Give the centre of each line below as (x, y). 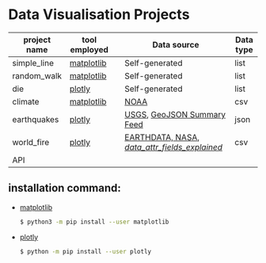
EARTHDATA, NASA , (162, 137)
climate (26, 101)
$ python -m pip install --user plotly (85, 251)
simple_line (33, 63)
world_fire (31, 142)
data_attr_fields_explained (174, 147)
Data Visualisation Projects (99, 15)
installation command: (65, 188)
